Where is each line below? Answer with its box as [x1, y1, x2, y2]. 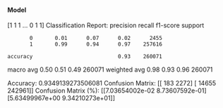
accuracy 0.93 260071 [7, 53, 162, 60]
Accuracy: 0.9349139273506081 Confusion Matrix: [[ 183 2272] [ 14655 [7, 79, 217, 88]
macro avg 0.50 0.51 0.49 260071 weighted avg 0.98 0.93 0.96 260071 [7, 65, 213, 74]
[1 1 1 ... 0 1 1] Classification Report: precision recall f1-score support [7, 21, 205, 29]
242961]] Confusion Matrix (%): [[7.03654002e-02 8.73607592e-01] [7, 86, 207, 95]
